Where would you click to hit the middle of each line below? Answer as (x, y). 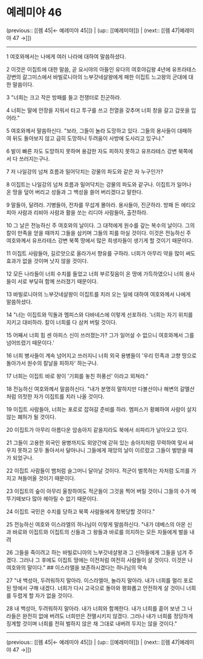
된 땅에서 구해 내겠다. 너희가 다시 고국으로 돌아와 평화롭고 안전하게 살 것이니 (96, 588)
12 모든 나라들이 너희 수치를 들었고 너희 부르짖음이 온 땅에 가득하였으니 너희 (95, 274)
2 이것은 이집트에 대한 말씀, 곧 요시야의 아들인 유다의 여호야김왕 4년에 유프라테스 (101, 69)
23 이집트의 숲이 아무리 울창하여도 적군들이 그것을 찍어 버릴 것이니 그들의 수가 (98, 491)
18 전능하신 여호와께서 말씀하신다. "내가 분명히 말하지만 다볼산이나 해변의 (92, 389)
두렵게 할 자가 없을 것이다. (43, 595)
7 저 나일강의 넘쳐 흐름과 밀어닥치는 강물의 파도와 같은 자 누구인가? (85, 171)
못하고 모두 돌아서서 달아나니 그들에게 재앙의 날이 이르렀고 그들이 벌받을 (102, 450)
